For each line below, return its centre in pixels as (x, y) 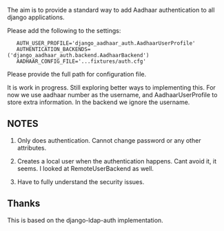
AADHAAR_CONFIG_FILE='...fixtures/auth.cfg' (81, 61)
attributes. (32, 148)
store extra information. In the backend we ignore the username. (99, 102)
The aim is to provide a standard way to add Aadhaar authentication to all (111, 10)
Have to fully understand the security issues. (81, 181)
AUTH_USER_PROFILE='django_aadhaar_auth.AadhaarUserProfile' (106, 43)
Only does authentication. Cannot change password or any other (109, 140)
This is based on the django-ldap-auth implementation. (85, 220)
